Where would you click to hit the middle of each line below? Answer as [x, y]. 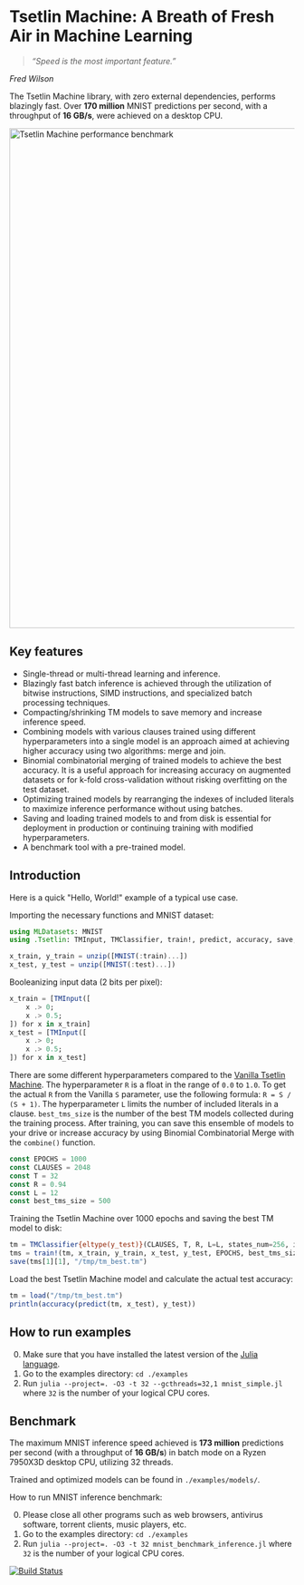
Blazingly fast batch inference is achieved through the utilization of [147, 683]
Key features [46, 652]
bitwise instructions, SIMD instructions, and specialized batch [137, 693]
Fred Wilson [32, 78]
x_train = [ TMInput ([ [50, 999]
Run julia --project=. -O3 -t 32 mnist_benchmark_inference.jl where [157, 1544]
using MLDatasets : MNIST [56, 931]
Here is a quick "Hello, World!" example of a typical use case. [124, 897]
